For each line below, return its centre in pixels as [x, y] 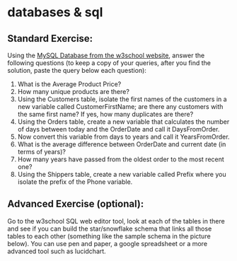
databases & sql [55, 12]
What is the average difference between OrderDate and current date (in [122, 144]
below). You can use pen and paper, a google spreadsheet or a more [107, 243]
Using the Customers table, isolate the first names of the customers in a [122, 99]
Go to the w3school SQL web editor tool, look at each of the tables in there [116, 221]
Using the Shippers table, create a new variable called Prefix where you [122, 174]
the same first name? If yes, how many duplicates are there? [105, 114]
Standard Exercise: [50, 39]
